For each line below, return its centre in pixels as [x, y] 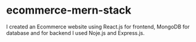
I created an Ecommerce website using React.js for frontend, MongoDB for [98, 27]
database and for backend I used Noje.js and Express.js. [76, 33]
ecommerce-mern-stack [69, 10]
